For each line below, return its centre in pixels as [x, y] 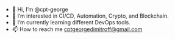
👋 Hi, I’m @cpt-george [40, 9]
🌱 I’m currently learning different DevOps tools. [71, 22]
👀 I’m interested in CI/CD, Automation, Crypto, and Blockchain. [90, 16]
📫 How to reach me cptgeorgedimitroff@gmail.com [77, 29]
